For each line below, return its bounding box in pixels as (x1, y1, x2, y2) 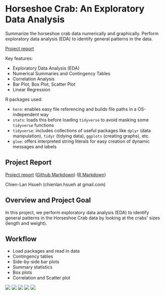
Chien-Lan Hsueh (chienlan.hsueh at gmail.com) (5, 181, 106, 187)
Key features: (5, 55, 33, 61)
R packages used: (5, 96, 43, 102)
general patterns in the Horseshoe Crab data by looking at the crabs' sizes (5, 215, 160, 221)
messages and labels (12, 143, 57, 149)
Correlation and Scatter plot (12, 275, 71, 281)
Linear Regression (12, 86, 50, 92)
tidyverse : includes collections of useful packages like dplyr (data (12, 127, 151, 134)
